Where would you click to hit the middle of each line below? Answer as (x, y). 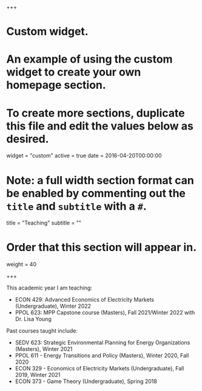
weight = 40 (22, 265)
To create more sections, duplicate (96, 113)
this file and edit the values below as (100, 126)
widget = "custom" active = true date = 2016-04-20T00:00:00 (84, 156)
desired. (28, 139)
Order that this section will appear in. (102, 247)
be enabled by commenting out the (96, 193)
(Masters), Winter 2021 (44, 349)
